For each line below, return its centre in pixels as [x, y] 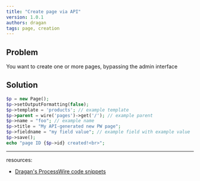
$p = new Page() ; [28, 99]
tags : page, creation [33, 28]
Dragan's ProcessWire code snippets [60, 171]
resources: [19, 160]
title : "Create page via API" [44, 12]
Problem [22, 52]
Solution [22, 85]
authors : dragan [26, 23]
